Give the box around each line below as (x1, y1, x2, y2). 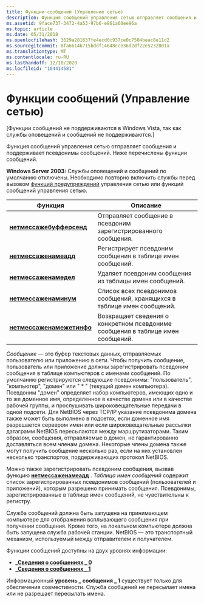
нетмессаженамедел (9, 273, 75, 281)
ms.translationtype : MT (6, 49, 67, 55)
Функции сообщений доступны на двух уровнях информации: (6, 547, 167, 554)
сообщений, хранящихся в (97, 294, 176, 303)
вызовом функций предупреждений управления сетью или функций (6, 181, 184, 188)
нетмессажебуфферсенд (9, 223, 87, 232)
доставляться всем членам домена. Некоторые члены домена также (6, 441, 187, 448)
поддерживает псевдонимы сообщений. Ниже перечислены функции (6, 150, 187, 157)
